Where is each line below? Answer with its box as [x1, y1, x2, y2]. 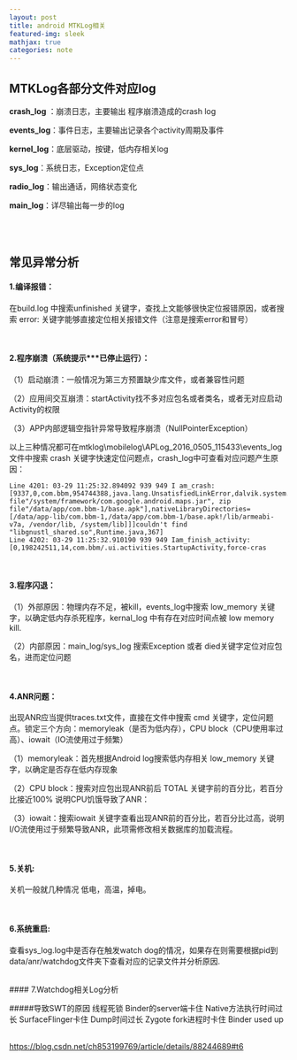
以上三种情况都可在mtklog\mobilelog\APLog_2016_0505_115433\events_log [9, 442, 283, 452]
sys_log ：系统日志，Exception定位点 [9, 162, 144, 173]
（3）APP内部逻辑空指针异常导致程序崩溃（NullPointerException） [9, 422, 253, 434]
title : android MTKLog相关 [9, 21, 106, 30]
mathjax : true [9, 37, 62, 47]
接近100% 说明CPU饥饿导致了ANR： [16, 794, 150, 805]
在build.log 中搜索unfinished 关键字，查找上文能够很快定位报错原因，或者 [9, 303, 277, 313]
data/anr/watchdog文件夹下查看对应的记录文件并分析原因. [9, 956, 221, 966]
